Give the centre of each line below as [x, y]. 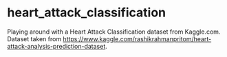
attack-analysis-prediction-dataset [56, 46]
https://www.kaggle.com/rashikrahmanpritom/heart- [137, 38]
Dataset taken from [34, 38]
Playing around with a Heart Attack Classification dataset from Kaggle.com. [114, 32]
